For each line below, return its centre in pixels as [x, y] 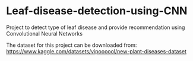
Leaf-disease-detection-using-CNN [97, 11]
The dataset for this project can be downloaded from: [72, 45]
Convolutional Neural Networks [45, 33]
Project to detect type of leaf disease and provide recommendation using [96, 27]
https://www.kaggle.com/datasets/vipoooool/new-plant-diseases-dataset [96, 51]
